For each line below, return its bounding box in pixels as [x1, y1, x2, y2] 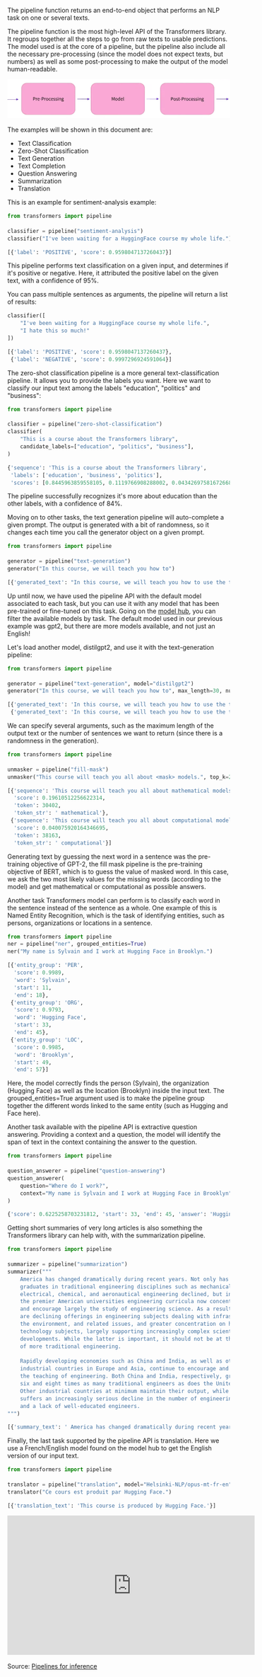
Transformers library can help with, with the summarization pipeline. [7, 1231, 206, 1240]
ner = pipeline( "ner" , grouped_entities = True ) [7, 941, 147, 948]
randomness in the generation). [7, 736, 99, 745]
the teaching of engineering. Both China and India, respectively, [20, 1373, 222, 1380]
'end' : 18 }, [13, 991, 49, 999]
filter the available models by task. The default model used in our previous [7, 614, 223, 622]
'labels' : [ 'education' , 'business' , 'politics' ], [10, 471, 162, 479]
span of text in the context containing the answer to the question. [7, 1138, 198, 1146]
